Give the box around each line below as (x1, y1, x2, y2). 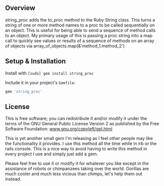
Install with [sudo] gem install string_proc (5, 70, 94, 76)
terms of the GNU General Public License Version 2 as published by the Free (5, 121, 159, 127)
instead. (5, 176, 22, 182)
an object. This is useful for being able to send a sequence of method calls (5, 27, 156, 33)
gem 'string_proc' (5, 89, 43, 94)
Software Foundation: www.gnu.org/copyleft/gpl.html (5, 126, 113, 132)
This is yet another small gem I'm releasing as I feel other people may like (5, 136, 153, 141)
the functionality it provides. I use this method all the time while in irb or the (5, 140, 157, 146)
